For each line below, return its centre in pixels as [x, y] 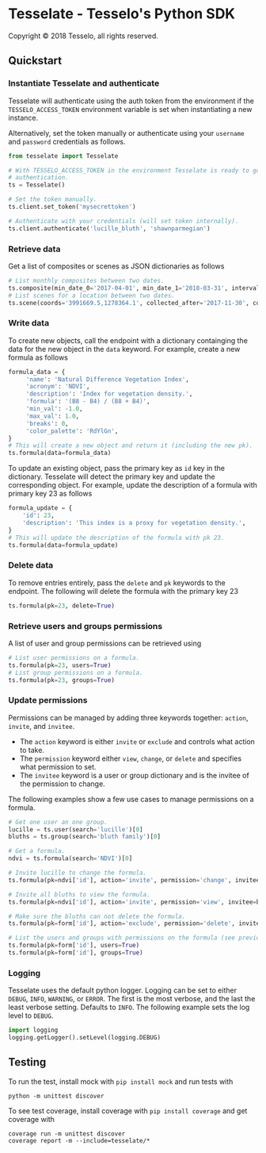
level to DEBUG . [31, 1016]
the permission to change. [62, 784]
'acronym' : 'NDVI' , [58, 387]
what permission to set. [58, 766]
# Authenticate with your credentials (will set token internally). [123, 221]
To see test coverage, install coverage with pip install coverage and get [128, 1111]
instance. [23, 118]
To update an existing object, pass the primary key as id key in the [117, 469]
